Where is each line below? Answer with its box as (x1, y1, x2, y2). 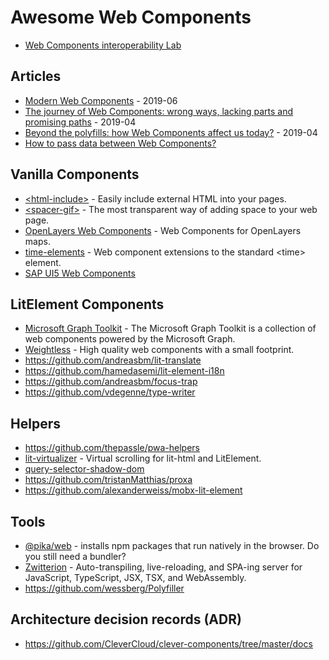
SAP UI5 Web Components (24, 267, 136, 279)
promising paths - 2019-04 (24, 116, 137, 128)
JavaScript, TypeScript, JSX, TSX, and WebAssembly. (24, 572, 247, 583)
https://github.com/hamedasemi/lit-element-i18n (24, 365, 225, 377)
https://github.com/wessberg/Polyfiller (24, 582, 185, 594)
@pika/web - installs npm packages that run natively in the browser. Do (24, 540, 320, 551)
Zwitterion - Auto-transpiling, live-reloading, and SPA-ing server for (24, 561, 303, 573)
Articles (10, 68, 62, 85)
